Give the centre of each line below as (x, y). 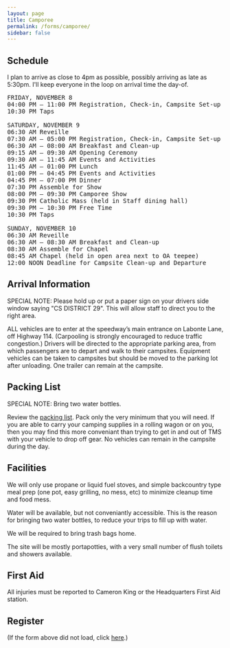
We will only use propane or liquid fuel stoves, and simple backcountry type (114, 484)
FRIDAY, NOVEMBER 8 (40, 98)
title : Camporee (30, 20)
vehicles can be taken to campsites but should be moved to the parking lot (113, 358)
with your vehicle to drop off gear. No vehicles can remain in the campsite (112, 439)
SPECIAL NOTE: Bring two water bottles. (64, 404)
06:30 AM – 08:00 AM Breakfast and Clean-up (83, 146)
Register (26, 621)
